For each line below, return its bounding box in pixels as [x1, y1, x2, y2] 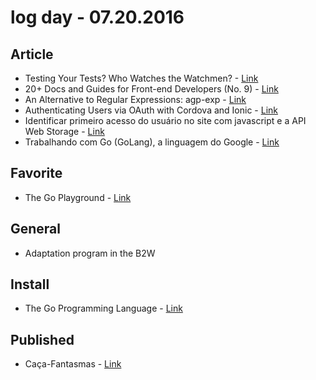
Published [10, 331, 75, 348]
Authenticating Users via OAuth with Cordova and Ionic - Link [24, 104, 278, 116]
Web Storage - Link [24, 126, 105, 137]
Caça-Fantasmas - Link [24, 358, 122, 370]
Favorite [10, 165, 63, 182]
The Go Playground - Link [24, 191, 132, 203]
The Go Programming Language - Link [24, 302, 183, 315]
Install [10, 276, 50, 293]
